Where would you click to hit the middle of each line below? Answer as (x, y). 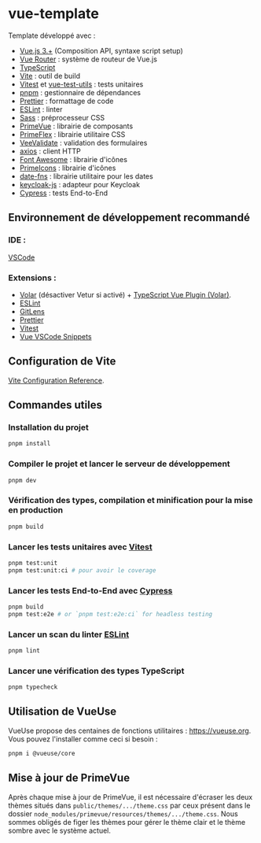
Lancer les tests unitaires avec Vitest (80, 546)
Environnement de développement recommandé (129, 218)
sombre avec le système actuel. (60, 830)
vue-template (54, 14)
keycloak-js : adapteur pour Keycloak (79, 184)
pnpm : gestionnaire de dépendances (80, 92)
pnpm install (29, 444)
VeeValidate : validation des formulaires (83, 142)
